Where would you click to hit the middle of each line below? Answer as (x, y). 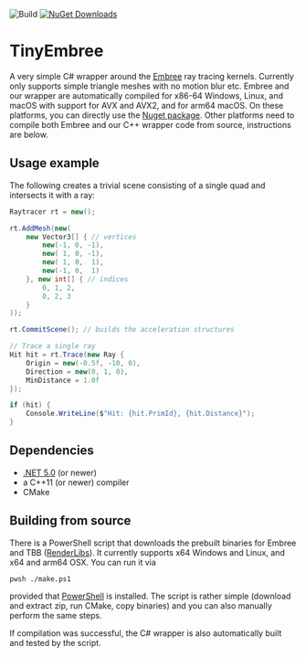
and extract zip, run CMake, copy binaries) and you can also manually (141, 605)
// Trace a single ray (53, 346)
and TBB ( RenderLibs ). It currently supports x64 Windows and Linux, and (147, 552)
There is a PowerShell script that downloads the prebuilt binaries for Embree (153, 543)
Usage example (55, 163)
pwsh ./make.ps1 (40, 579)
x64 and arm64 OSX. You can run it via (83, 562)
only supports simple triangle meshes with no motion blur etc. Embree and (149, 86)
